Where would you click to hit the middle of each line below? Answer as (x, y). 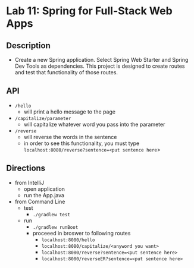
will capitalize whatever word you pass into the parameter (94, 124)
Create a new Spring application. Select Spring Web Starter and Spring (101, 60)
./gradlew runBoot (55, 227)
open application (44, 189)
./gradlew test (51, 215)
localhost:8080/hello (68, 240)
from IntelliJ (29, 182)
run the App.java (44, 195)
